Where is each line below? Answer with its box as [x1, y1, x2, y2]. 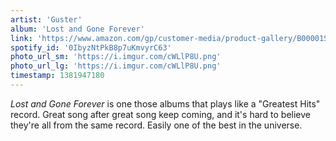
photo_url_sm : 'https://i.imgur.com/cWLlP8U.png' [10, 52, 222, 62]
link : [10, 33, 33, 43]
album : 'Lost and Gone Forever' [10, 24, 145, 34]
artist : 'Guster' [10, 14, 83, 25]
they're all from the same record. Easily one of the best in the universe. [10, 119, 303, 131]
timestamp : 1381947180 [10, 71, 105, 81]
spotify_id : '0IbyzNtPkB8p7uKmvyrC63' [10, 42, 172, 53]
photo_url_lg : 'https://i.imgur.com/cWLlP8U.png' [10, 61, 222, 71]
